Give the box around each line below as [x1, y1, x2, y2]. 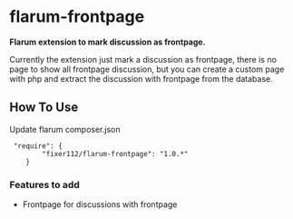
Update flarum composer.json [9, 124, 121, 134]
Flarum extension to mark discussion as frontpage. [9, 36, 206, 47]
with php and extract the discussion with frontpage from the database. [9, 73, 274, 84]
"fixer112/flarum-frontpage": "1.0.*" [42, 149, 189, 158]
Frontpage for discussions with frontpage [22, 199, 178, 210]
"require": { [13, 141, 63, 151]
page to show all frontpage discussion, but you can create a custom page [9, 64, 285, 75]
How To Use [9, 100, 79, 115]
